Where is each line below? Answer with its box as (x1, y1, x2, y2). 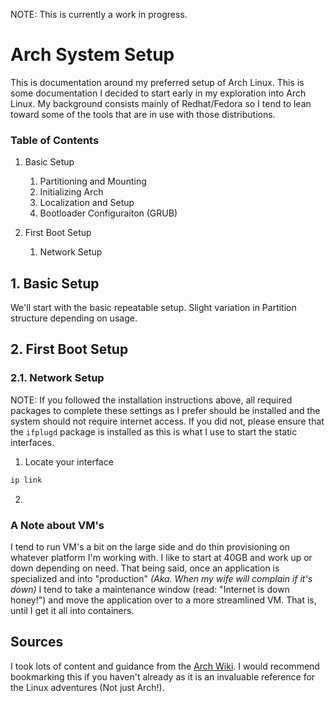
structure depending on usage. (10, 312, 138, 324)
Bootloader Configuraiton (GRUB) (39, 207, 178, 219)
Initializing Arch (39, 186, 104, 198)
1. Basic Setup (10, 275, 100, 292)
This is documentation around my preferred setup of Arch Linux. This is (10, 76, 305, 88)
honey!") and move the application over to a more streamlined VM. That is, (10, 594, 317, 606)
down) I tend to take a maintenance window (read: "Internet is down (10, 583, 290, 595)
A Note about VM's (10, 518, 105, 532)
